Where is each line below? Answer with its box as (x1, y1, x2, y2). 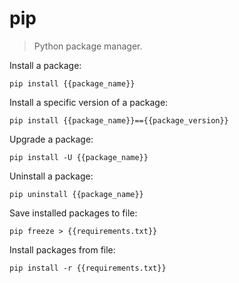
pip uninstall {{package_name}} (9, 189, 144, 199)
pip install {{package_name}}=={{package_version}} (9, 115, 229, 126)
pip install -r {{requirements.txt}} (9, 263, 167, 273)
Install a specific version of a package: (9, 96, 169, 108)
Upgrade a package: (9, 133, 94, 145)
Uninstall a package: (9, 170, 94, 182)
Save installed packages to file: (9, 207, 138, 219)
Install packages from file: (9, 243, 116, 256)
